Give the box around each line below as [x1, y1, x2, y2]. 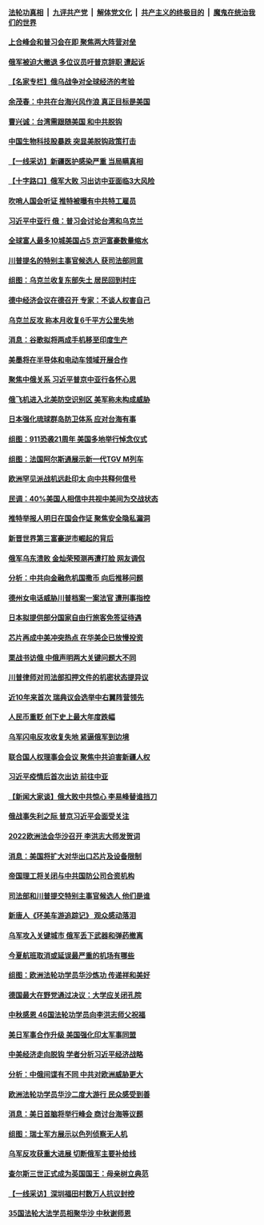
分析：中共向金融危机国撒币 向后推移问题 [8, 574, 144, 583]
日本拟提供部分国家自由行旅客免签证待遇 [8, 613, 142, 623]
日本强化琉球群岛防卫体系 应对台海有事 [8, 414, 137, 424]
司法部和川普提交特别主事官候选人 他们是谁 [8, 890, 150, 900]
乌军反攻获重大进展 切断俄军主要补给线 [8, 1149, 137, 1158]
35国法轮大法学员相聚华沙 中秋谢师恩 [8, 1208, 132, 1219]
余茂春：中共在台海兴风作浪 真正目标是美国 [8, 96, 150, 106]
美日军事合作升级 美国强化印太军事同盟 [8, 1029, 137, 1039]
